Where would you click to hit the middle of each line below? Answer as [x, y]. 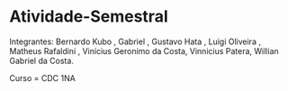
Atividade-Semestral [89, 17]
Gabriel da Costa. [42, 60]
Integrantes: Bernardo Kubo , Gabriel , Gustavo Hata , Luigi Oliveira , [135, 41]
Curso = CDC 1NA [43, 77]
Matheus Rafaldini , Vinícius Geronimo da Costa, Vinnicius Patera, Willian [144, 50]
